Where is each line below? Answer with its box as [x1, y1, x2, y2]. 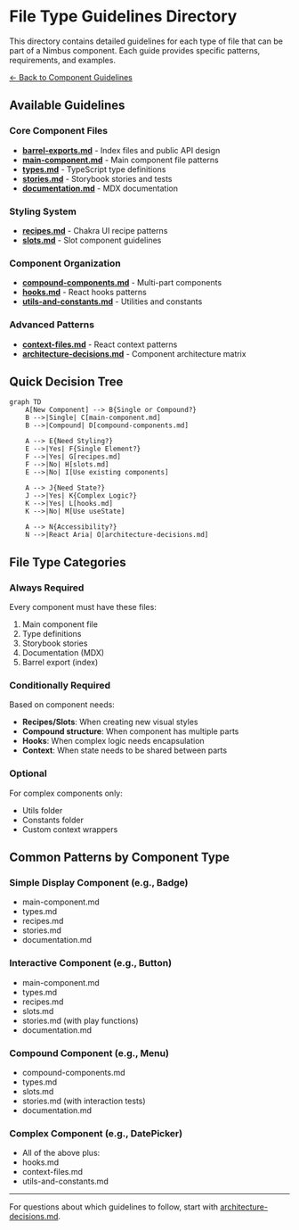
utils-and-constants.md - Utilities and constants [21, 296, 203, 307]
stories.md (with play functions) [21, 1015, 140, 1026]
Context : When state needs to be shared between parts [21, 745, 228, 755]
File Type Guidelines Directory [9, 6, 238, 27]
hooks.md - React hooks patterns [21, 287, 147, 298]
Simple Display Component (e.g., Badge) [9, 876, 189, 888]
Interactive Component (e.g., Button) [9, 957, 172, 970]
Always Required [9, 582, 85, 594]
